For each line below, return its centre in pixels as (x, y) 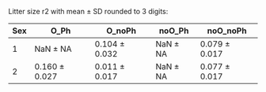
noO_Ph (174, 31)
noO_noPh (227, 31)
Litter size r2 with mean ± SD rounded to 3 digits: (88, 11)
